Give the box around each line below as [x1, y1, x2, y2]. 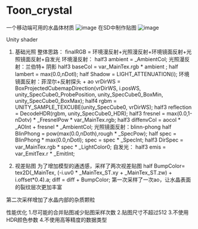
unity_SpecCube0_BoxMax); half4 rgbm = [14, 97, 117, 104]
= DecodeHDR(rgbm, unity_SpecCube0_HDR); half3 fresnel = [14, 109, 166, 117]
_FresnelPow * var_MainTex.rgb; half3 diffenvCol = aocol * [37, 116, 181, 123]
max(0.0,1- [166, 109, 193, 117]
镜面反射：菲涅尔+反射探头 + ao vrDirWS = [14, 78, 121, 85]
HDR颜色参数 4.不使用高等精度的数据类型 [6, 216, 107, 223]
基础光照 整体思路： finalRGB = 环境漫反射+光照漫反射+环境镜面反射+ [14, 48, 187, 55]
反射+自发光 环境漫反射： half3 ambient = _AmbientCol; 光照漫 [30, 55, 185, 62]
